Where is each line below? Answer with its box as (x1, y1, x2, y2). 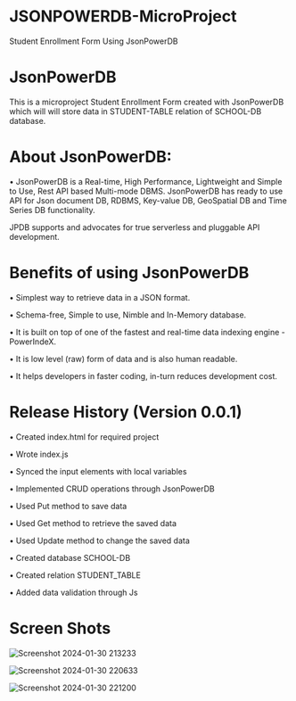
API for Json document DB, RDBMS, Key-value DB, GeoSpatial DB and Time (9, 194, 287, 206)
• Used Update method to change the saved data (9, 535, 190, 546)
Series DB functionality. (9, 204, 95, 215)
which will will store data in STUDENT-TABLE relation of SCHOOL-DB (9, 105, 262, 117)
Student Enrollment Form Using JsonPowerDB (9, 36, 178, 46)
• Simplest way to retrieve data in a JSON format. (9, 292, 191, 302)
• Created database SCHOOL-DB (9, 552, 131, 563)
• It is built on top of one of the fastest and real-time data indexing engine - (9, 326, 285, 337)
